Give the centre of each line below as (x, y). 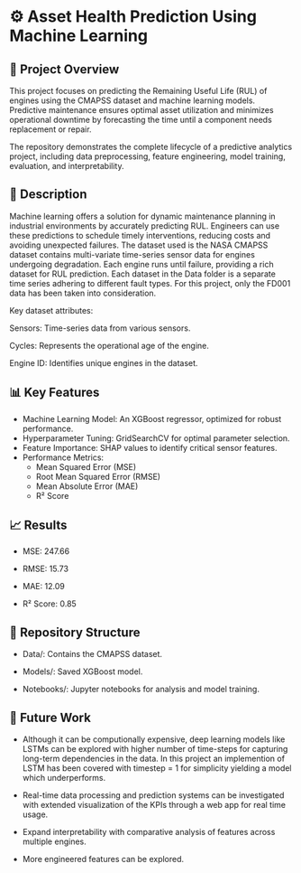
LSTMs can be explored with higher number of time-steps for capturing (155, 749)
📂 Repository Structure (75, 632)
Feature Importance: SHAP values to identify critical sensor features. (150, 447)
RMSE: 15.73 (46, 569)
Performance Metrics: (63, 457)
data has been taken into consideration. (83, 293)
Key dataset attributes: (51, 310)
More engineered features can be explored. (103, 859)
